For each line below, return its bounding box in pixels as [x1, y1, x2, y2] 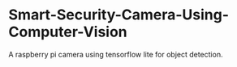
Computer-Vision [8, 23, 127, 41]
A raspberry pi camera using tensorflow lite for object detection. [8, 49, 223, 59]
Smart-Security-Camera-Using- [8, 6, 230, 24]
